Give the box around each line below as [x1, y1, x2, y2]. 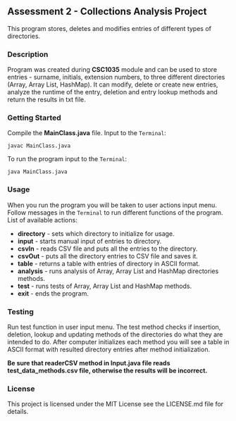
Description [7, 49, 49, 59]
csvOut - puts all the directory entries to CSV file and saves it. [17, 251, 199, 260]
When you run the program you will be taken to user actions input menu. [7, 201, 217, 209]
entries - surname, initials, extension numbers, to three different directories [7, 73, 225, 82]
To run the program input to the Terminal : [7, 155, 128, 163]
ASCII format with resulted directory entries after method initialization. [7, 345, 210, 353]
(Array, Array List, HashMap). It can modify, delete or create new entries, [7, 80, 218, 89]
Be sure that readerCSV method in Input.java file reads [7, 359, 170, 367]
